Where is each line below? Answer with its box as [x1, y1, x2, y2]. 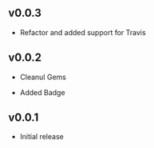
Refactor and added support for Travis [19, 27, 146, 37]
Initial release [19, 132, 64, 142]
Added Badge [19, 87, 65, 97]
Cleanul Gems [19, 72, 66, 82]
